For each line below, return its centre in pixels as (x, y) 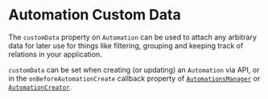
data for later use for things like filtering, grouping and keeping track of (126, 45)
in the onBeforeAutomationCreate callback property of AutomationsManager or (134, 78)
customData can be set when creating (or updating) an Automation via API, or (134, 69)
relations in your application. (55, 54)
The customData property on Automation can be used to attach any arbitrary (133, 37)
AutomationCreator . (40, 87)
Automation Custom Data (95, 15)
